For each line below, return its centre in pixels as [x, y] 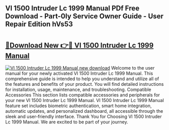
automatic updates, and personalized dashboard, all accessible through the [84, 111]
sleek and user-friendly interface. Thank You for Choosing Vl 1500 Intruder [83, 117]
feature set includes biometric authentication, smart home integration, [78, 106]
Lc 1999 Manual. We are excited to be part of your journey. [67, 122]
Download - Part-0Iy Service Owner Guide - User [84, 17]
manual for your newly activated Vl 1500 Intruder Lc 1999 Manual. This [79, 73]
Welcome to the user [133, 68]
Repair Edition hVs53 [39, 24]
